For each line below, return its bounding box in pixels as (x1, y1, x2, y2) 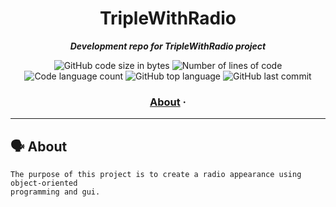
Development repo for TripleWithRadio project (69, 40, 267, 52)
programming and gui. (10, 187, 101, 197)
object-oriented (10, 178, 78, 189)
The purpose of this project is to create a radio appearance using (10, 170, 302, 180)
